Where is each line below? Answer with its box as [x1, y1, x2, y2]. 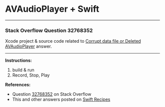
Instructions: [5, 57, 32, 63]
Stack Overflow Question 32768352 [5, 27, 93, 34]
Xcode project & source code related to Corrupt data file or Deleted [5, 38, 141, 44]
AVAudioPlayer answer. [5, 43, 52, 50]
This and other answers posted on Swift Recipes [12, 97, 110, 103]
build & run [12, 67, 34, 73]
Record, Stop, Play [12, 72, 50, 78]
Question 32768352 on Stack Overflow [12, 91, 92, 97]
